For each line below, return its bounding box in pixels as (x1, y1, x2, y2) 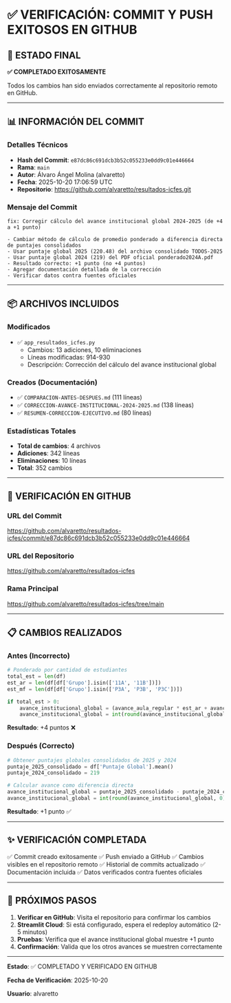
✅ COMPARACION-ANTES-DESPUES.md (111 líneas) (16, 393, 142, 401)
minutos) (23, 927, 48, 936)
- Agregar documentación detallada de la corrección (7, 266, 162, 273)
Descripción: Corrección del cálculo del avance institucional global (27, 360, 217, 369)
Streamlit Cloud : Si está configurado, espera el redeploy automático (16, 920, 211, 929)
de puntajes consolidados (7, 242, 81, 249)
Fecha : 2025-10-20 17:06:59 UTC (16, 178, 113, 186)
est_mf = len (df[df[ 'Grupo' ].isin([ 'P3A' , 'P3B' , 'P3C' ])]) (7, 685, 184, 692)
